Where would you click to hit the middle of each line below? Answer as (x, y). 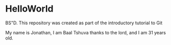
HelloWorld (29, 9)
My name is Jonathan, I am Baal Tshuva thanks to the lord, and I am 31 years (86, 32)
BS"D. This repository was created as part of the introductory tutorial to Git (84, 23)
